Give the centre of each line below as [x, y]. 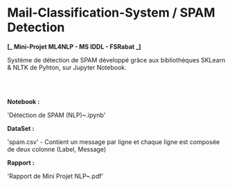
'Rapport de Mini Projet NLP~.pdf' [55, 176]
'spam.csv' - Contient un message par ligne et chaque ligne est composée [114, 142]
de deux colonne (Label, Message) [57, 149]
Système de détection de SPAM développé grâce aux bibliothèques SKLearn [116, 60]
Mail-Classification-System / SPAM [111, 13]
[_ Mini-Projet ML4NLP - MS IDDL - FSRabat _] [74, 46]
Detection [36, 27]
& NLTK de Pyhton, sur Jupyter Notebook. [67, 67]
